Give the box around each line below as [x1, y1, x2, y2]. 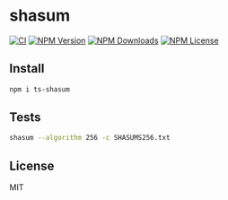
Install [9, 61, 45, 76]
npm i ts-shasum [9, 84, 70, 94]
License [9, 158, 55, 173]
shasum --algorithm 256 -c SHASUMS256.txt [9, 134, 171, 143]
